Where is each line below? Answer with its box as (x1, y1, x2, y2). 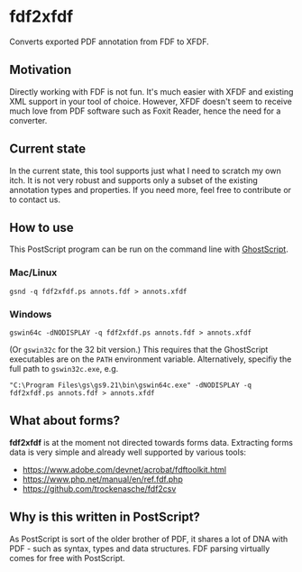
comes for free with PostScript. (9, 552, 125, 563)
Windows (9, 308, 52, 320)
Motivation (9, 62, 72, 78)
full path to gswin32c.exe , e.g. (9, 363, 119, 374)
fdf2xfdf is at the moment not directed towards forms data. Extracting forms (9, 437, 293, 447)
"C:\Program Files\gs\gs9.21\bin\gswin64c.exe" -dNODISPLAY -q (9, 381, 252, 390)
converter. (9, 115, 48, 125)
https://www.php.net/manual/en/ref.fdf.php (22, 474, 183, 484)
